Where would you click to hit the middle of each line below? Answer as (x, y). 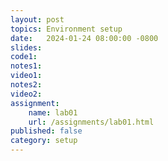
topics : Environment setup (66, 29)
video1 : (26, 76)
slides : (26, 47)
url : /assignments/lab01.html (91, 122)
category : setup (44, 141)
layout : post (37, 19)
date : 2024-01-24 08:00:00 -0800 (84, 38)
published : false (46, 131)
